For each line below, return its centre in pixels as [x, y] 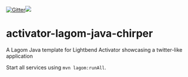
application [20, 56]
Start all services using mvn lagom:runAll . [56, 67]
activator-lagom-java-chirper [80, 34]
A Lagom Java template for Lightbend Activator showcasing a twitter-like [94, 49]
